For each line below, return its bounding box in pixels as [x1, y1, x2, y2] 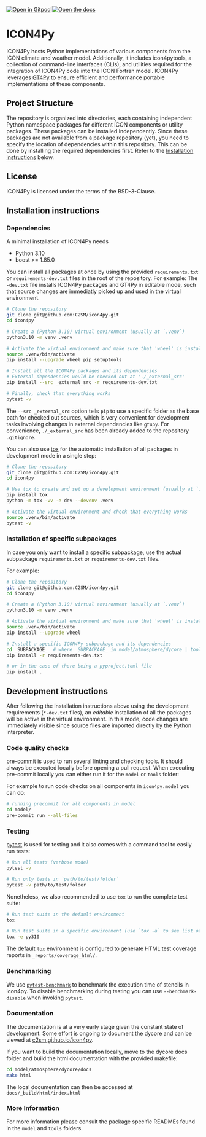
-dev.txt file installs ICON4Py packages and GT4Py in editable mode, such [6, 281, 196, 289]
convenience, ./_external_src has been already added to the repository [6, 427, 189, 434]
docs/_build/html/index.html [6, 1090, 81, 1096]
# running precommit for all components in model [6, 801, 136, 807]
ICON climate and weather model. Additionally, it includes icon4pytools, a [6, 54, 192, 61]
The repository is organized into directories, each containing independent [6, 114, 193, 122]
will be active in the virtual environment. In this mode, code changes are [6, 715, 188, 722]
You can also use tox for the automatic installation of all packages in [6, 445, 178, 453]
